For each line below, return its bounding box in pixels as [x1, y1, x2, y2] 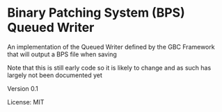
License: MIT [7, 97, 45, 106]
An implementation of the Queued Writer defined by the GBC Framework [7, 42, 215, 51]
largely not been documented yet [7, 71, 102, 79]
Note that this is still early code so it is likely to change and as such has [7, 63, 212, 72]
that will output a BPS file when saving [7, 50, 117, 58]
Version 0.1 [7, 84, 38, 93]
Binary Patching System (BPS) [7, 5, 186, 21]
